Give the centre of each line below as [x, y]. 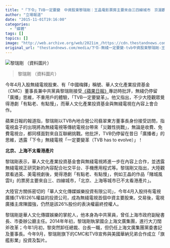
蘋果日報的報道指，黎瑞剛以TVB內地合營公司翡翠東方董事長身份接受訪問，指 [85, 120]
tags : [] [14, 34]
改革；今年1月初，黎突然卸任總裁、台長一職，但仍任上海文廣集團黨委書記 [86, 227]
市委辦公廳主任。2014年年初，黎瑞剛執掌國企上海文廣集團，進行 [81, 221]
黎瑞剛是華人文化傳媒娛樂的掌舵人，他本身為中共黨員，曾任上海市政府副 [80, 214]
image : [12, 43]
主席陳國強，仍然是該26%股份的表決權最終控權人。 [68, 204]
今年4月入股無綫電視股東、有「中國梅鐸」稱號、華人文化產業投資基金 [78, 84]
